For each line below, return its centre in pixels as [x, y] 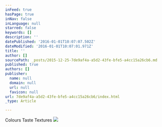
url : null [19, 87]
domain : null [23, 83]
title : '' [15, 51]
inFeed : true [18, 10]
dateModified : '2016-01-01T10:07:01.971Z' [49, 46]
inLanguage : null [23, 23]
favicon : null [24, 92]
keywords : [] [18, 32]
